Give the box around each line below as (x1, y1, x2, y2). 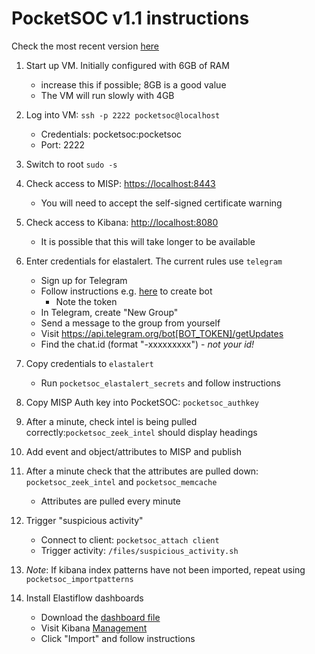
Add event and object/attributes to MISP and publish (25, 445, 242, 457)
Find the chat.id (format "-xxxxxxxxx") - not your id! (40, 338, 255, 350)
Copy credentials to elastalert (25, 357, 154, 369)
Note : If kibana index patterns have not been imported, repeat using (25, 563, 306, 576)
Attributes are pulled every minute (40, 495, 181, 507)
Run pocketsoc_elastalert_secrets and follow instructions (40, 377, 281, 389)
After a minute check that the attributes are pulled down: (25, 465, 259, 477)
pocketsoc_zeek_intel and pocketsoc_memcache (25, 475, 218, 487)
